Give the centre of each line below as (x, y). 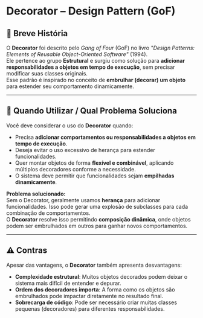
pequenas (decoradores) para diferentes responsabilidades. (90, 308)
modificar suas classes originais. (47, 73)
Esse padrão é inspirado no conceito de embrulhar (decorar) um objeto (96, 80)
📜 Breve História (37, 33)
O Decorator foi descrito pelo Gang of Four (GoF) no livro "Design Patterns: (101, 48)
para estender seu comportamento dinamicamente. (70, 86)
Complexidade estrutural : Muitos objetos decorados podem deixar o (101, 276)
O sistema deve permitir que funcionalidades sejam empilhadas (95, 176)
